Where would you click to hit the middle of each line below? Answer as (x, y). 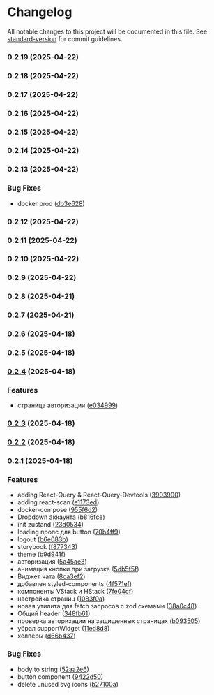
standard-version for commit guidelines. (65, 38)
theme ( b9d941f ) (41, 554)
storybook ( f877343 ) (47, 547)
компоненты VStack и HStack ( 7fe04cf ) (75, 592)
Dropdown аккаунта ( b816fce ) (61, 517)
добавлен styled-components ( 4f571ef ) (75, 584)
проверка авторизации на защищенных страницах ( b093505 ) (109, 621)
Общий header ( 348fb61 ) (54, 614)
